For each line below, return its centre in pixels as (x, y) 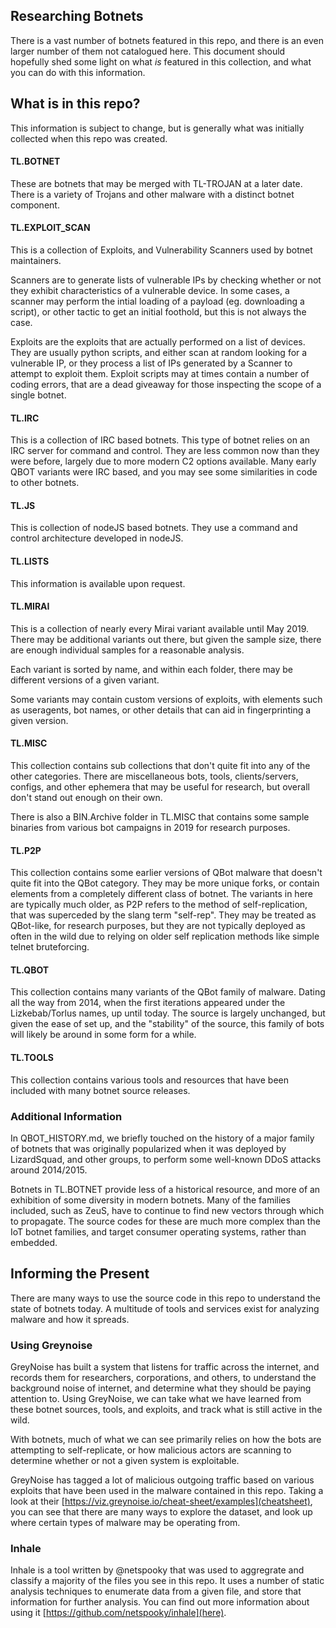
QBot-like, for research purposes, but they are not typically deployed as (158, 926)
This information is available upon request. (98, 583)
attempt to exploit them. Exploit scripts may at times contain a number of (160, 374)
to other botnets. (45, 483)
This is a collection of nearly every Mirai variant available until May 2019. (160, 628)
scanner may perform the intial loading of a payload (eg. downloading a (157, 301)
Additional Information (66, 1116)
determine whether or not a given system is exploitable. (125, 1461)
